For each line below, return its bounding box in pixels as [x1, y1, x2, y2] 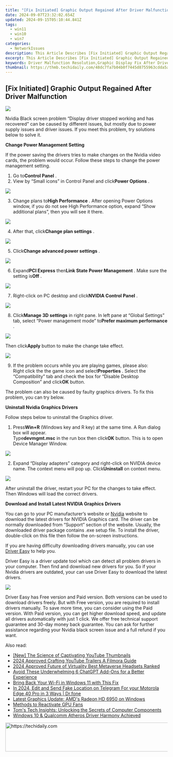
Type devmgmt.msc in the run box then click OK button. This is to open [12, 435, 163, 441]
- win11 [10, 27, 27, 32]
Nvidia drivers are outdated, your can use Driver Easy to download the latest [5, 569, 167, 575]
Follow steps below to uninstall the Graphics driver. [5, 414, 114, 420]
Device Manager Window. [12, 441, 68, 447]
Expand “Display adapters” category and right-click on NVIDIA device [12, 460, 161, 466]
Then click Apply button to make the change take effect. [5, 343, 124, 349]
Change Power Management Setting [5, 142, 85, 148]
